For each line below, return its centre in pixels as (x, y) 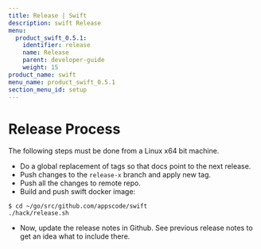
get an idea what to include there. (75, 236)
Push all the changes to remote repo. (80, 183)
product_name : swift (43, 75)
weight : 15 (41, 68)
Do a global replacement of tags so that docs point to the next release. (135, 166)
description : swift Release (55, 23)
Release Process (64, 129)
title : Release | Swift (48, 16)
